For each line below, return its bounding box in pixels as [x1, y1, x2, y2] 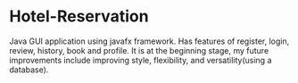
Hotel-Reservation [9, 6, 149, 27]
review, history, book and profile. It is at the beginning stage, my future [9, 45, 269, 55]
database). [9, 64, 49, 75]
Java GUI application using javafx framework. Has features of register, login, [9, 36, 290, 46]
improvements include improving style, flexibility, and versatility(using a [9, 54, 272, 65]
